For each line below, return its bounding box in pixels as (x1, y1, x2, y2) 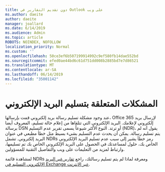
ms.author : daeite (5, 12, 43, 17)
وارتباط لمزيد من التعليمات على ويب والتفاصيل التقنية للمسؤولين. (5, 146, 125, 152)
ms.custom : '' (5, 49, 35, 54)
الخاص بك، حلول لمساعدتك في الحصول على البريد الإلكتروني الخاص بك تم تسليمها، (5, 141, 158, 147)
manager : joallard (5, 21, 43, 26)
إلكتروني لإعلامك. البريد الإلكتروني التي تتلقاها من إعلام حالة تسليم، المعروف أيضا (5, 120, 154, 126)
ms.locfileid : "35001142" (5, 77, 58, 82)
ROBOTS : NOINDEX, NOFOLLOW (5, 40, 61, 45)
